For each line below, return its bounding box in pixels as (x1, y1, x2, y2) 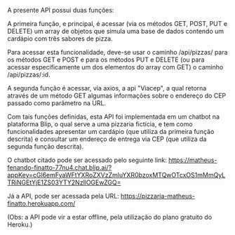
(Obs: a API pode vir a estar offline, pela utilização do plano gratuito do (7, 213, 213, 221)
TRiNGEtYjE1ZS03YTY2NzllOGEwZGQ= (7, 178, 121, 187)
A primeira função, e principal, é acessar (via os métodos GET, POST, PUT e (7, 20, 228, 27)
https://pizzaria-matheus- (120, 192, 195, 200)
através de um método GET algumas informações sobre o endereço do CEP (7, 91, 227, 100)
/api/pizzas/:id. (7, 70, 51, 79)
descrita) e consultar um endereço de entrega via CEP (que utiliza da (7, 135, 207, 143)
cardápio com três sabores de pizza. (7, 34, 114, 43)
